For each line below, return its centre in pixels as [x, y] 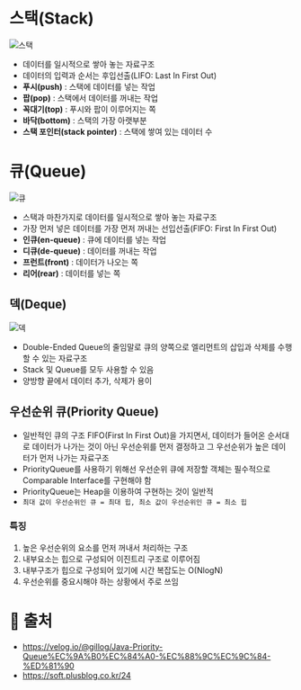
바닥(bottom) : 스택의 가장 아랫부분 [84, 120]
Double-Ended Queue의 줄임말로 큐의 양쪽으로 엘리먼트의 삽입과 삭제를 [149, 346]
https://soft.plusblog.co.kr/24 [77, 675]
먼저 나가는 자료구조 [74, 457]
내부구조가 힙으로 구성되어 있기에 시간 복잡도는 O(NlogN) [123, 570]
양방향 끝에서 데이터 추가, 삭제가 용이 [87, 381]
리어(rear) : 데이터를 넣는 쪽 [71, 273]
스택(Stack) [52, 18]
